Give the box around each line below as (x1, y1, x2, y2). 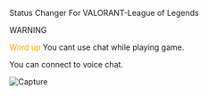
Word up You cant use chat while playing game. (9, 42, 185, 52)
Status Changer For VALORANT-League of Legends (9, 8, 199, 18)
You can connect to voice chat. (9, 60, 123, 69)
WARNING (9, 25, 47, 35)
